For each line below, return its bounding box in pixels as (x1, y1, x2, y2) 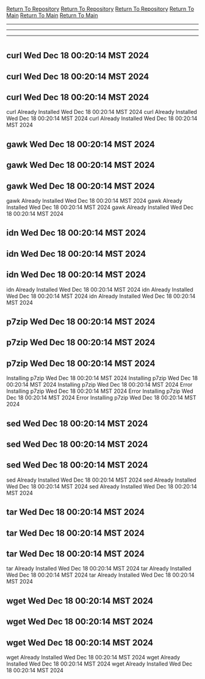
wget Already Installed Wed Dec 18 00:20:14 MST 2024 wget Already (6, 653, 181, 661)
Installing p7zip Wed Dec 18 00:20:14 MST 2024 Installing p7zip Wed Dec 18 (6, 374, 198, 382)
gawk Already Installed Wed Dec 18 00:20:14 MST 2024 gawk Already (6, 197, 183, 204)
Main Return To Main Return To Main (6, 12, 98, 19)
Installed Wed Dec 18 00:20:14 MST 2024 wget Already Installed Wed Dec (6, 660, 193, 667)
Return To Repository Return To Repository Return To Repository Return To (6, 6, 194, 12)
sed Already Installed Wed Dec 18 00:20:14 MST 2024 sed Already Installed (6, 476, 196, 484)
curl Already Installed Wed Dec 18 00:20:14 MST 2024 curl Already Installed (6, 108, 197, 116)
